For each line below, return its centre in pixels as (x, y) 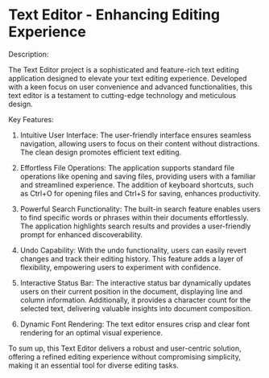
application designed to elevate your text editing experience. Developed (128, 78)
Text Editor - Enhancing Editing (114, 15)
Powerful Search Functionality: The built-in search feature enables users (140, 209)
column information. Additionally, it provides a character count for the (135, 300)
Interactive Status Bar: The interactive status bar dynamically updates (135, 282)
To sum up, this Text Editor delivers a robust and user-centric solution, (125, 348)
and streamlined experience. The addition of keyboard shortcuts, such (137, 185)
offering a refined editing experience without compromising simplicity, (125, 356)
